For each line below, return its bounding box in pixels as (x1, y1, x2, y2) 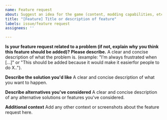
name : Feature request (5, 7, 52, 12)
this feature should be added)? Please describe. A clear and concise (5, 49, 148, 55)
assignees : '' (5, 26, 35, 31)
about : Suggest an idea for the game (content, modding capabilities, (5, 12, 155, 17)
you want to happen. (5, 80, 47, 86)
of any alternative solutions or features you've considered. (5, 95, 125, 101)
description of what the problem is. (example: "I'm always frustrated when (5, 54, 157, 60)
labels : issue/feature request (5, 21, 70, 26)
